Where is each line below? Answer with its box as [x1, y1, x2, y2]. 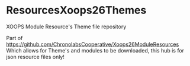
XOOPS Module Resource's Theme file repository [6, 23, 127, 30]
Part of [6, 34, 23, 41]
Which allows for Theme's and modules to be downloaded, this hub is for [6, 47, 185, 54]
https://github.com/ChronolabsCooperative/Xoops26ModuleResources [6, 41, 179, 48]
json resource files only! [6, 53, 65, 60]
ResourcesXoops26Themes [6, 4, 147, 17]
